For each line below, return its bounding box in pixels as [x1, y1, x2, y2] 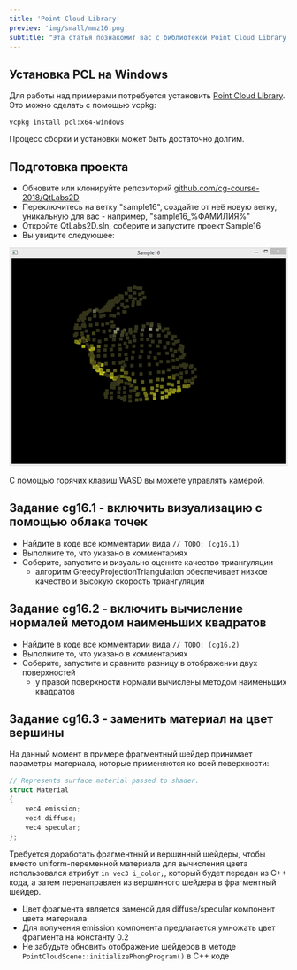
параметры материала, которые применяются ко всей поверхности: [9, 758, 270, 769]
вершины [9, 726, 65, 741]
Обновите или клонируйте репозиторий [21, 182, 172, 193]
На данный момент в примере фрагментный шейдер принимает [9, 749, 254, 759]
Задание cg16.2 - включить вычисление [9, 601, 243, 617]
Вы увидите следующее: [21, 230, 115, 240]
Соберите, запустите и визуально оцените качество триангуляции [21, 556, 274, 567]
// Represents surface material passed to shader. [9, 776, 200, 786]
